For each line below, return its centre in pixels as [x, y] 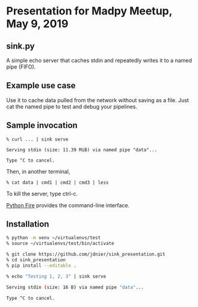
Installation [28, 224]
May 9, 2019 [37, 24]
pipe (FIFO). [21, 67]
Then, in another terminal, [38, 171]
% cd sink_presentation [36, 260]
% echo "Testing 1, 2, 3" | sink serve [56, 276]
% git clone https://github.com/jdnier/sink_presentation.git [86, 254]
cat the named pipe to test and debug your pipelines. [72, 106]
